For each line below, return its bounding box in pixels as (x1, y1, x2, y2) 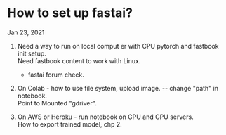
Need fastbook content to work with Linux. (17, 56, 141, 65)
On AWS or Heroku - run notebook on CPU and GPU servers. (17, 112, 194, 121)
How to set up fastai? (7, 5, 133, 21)
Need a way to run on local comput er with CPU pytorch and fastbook (17, 41, 219, 50)
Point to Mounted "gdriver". (17, 98, 97, 107)
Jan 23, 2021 (7, 28, 45, 37)
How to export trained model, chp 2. (17, 120, 123, 128)
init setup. (17, 49, 47, 58)
